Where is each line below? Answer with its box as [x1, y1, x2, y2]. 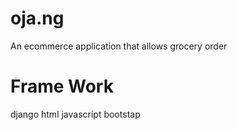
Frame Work [10, 75, 114, 98]
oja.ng [10, 7, 65, 30]
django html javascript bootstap [10, 108, 141, 120]
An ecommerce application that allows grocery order [10, 40, 228, 52]
